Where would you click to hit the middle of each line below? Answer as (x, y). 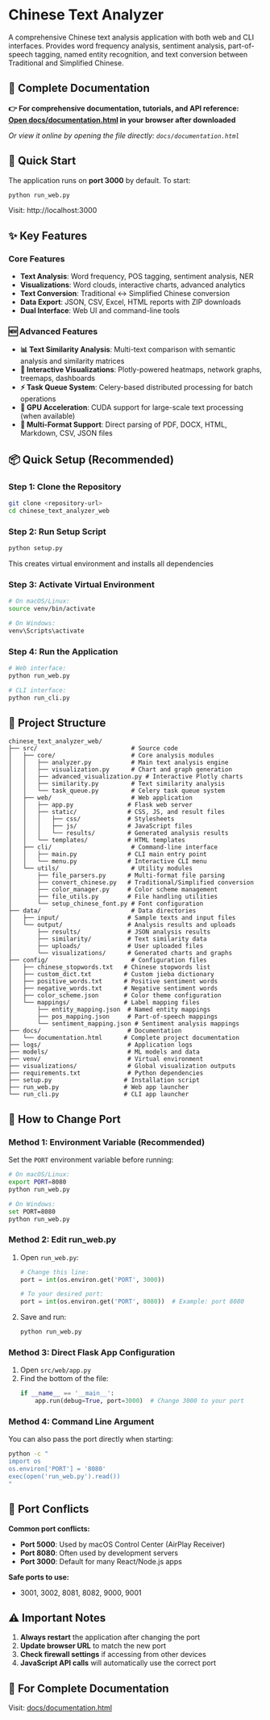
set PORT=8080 (32, 1212)
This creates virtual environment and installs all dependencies (111, 564)
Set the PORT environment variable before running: (91, 1160)
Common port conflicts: (49, 1528)
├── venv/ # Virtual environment (106, 1059)
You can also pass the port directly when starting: (91, 1439)
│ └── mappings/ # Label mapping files (104, 1003)
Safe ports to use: (39, 1577)
